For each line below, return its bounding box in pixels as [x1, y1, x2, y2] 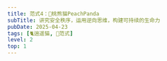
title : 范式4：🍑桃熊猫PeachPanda [7, 10, 100, 18]
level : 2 [7, 36, 33, 43]
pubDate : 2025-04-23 [7, 23, 69, 30]
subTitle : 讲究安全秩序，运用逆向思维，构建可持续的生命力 [7, 17, 161, 24]
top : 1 [7, 43, 27, 50]
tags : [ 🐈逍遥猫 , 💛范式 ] [7, 29, 74, 37]
